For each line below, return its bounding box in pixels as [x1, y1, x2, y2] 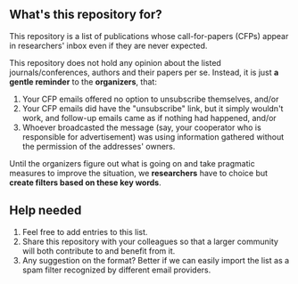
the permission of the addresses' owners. [21, 141, 176, 151]
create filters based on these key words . [9, 177, 162, 188]
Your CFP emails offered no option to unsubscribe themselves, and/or [21, 93, 279, 104]
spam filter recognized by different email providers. [21, 264, 211, 275]
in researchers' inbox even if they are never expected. [9, 40, 208, 51]
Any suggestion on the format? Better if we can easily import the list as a [21, 255, 290, 265]
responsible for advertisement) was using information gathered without [21, 131, 285, 142]
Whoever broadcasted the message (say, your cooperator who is [21, 122, 261, 133]
